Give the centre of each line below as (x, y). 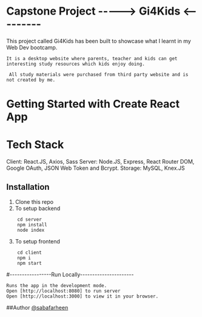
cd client (30, 253)
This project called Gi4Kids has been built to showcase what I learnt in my (99, 41)
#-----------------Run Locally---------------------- (70, 274)
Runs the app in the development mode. (57, 285)
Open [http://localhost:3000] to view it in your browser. (82, 296)
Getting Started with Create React (93, 104)
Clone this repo (34, 201)
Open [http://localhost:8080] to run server (63, 291)
